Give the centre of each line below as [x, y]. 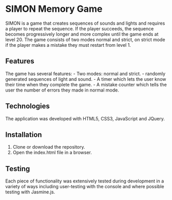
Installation [24, 134]
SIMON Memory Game [54, 9]
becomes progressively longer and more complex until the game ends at [82, 34]
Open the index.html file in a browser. [52, 153]
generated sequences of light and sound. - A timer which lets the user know [86, 79]
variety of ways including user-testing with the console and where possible [85, 187]
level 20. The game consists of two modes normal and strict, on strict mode [85, 40]
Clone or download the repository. [49, 147]
